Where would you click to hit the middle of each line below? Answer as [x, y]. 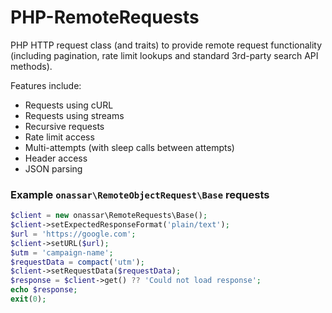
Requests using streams [74, 115]
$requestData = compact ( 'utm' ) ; [77, 262]
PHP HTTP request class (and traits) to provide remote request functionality [166, 45]
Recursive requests [64, 126]
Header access [56, 158]
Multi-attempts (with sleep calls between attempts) [129, 147]
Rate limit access [59, 137]
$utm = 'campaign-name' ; [62, 252]
